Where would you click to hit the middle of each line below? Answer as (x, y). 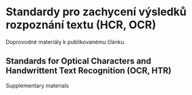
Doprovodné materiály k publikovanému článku (65, 42)
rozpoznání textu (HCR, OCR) (81, 25)
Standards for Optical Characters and (79, 61)
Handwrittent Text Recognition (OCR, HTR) (89, 71)
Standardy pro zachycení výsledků (96, 12)
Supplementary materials (37, 85)
